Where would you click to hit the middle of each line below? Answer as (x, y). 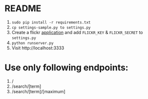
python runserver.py (32, 43)
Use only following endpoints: (66, 68)
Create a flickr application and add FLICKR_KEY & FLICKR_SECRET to (77, 32)
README (23, 9)
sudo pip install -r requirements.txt (51, 22)
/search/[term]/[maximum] (38, 91)
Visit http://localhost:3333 (38, 48)
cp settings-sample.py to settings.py (51, 27)
